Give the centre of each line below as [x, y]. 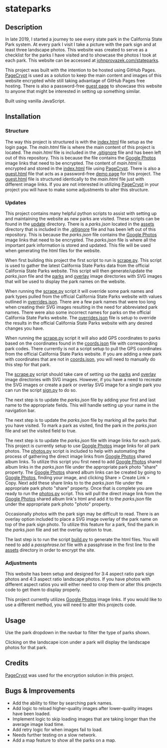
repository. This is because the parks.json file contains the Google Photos [81, 234]
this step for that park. [28, 364]
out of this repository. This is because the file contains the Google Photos [81, 157]
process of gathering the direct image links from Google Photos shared [78, 456]
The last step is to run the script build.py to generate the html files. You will [82, 539]
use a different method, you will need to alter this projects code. [71, 605]
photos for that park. [26, 648]
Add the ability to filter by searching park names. [63, 703]
